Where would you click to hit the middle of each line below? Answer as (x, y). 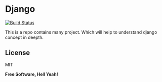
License (18, 53)
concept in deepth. (24, 37)
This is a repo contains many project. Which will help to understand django (81, 32)
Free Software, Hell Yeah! (32, 74)
